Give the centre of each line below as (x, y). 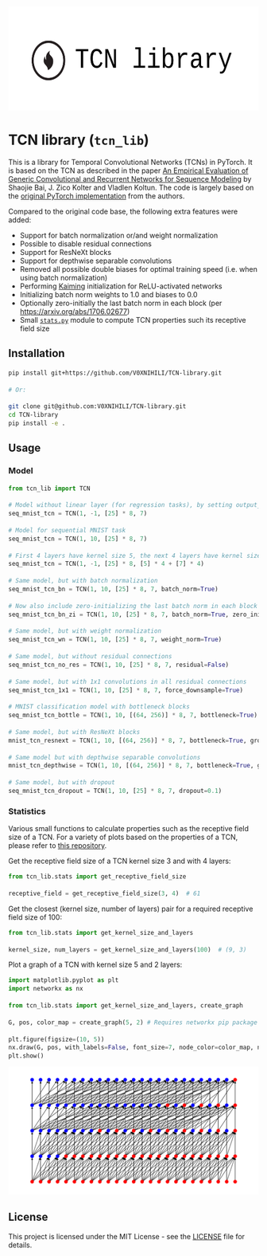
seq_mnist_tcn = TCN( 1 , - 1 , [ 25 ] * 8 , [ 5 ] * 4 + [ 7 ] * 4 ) (106, 564)
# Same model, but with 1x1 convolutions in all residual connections (128, 681)
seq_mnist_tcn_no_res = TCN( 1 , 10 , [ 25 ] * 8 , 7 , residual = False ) (119, 665)
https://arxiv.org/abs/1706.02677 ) (75, 311)
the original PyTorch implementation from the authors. (97, 196)
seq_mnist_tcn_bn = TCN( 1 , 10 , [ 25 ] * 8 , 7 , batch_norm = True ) (113, 589)
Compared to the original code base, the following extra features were (123, 211)
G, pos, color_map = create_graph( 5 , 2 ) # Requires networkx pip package (133, 1022)
